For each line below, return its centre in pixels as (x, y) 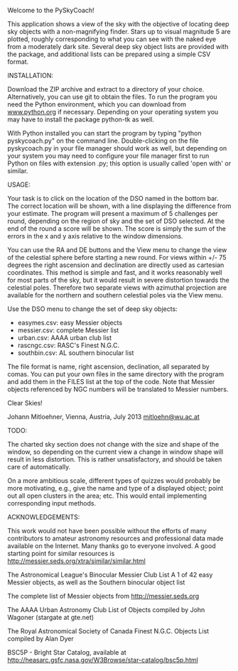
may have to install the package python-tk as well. (81, 119)
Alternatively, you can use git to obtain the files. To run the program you (113, 97)
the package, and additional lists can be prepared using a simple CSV (109, 54)
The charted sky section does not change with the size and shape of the (113, 444)
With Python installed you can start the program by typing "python (104, 133)
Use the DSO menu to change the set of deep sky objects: (92, 309)
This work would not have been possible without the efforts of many (107, 531)
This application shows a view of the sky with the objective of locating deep (118, 24)
